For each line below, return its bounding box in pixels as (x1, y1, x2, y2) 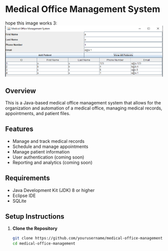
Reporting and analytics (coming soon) (12, 159, 92, 165)
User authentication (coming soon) (12, 154, 84, 160)
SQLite (12, 197, 26, 203)
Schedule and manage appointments (12, 143, 88, 149)
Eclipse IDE (12, 192, 36, 198)
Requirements (5, 174, 50, 182)
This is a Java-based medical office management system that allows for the (5, 100, 161, 106)
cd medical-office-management (12, 241, 76, 246)
